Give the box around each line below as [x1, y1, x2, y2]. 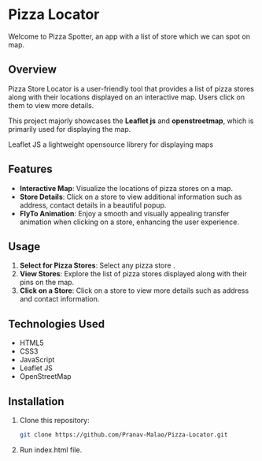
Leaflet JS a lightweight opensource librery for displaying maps [8, 140, 214, 149]
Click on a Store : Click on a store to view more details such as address [19, 286, 249, 295]
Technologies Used [8, 317, 105, 331]
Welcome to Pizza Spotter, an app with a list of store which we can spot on [8, 32, 250, 41]
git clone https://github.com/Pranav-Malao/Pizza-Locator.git [19, 431, 228, 439]
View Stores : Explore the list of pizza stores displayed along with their [19, 269, 248, 279]
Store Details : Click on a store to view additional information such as [19, 192, 242, 201]
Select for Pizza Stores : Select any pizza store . [19, 260, 175, 270]
